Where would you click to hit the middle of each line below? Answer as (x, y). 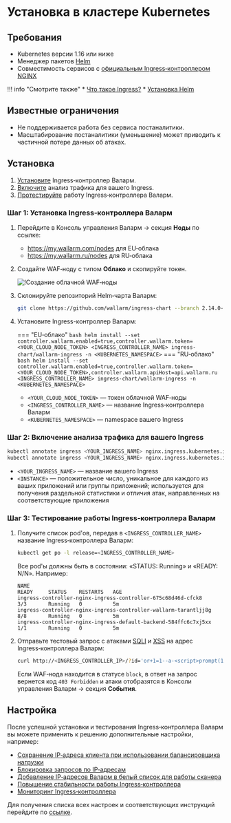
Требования (34, 38)
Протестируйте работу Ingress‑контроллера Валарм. (95, 195)
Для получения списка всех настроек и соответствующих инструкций (111, 804)
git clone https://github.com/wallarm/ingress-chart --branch (108, 308)
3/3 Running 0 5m (68, 604)
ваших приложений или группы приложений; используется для (110, 485)
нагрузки (30, 762)
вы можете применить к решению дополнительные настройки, (100, 734)
